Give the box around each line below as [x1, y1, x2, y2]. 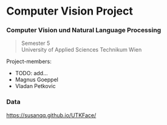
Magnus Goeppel [15, 76, 59, 83]
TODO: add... [15, 70, 49, 77]
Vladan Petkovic [15, 83, 56, 90]
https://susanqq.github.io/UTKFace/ [6, 111, 97, 119]
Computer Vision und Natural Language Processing [6, 26, 162, 35]
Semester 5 [21, 39, 50, 47]
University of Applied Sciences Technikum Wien [21, 46, 142, 53]
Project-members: [6, 58, 52, 65]
